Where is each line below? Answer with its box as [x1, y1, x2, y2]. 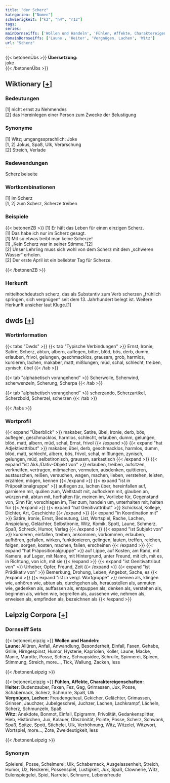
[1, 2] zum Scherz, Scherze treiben [5, 201, 77, 207]
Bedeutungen [5, 95, 39, 102]
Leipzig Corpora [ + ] [5, 611, 68, 619]
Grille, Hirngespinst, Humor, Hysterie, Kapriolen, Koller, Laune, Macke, [5, 648, 151, 654]
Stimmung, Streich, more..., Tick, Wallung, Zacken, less [5, 659, 120, 665]
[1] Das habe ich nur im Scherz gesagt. [5, 230, 86, 236]
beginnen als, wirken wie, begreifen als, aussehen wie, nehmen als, [5, 590, 146, 596]
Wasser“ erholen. [5, 251, 41, 257]
